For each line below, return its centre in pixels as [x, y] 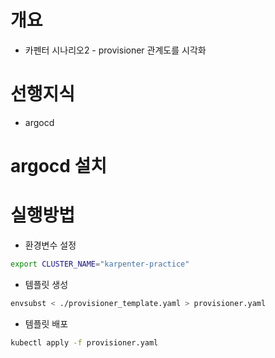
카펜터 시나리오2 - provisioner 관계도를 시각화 [115, 50]
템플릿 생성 [46, 284]
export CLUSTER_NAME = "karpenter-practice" [100, 264]
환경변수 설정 [50, 245]
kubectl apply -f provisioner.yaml [84, 342]
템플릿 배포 [46, 323]
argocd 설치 [59, 166]
